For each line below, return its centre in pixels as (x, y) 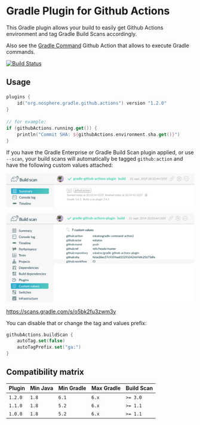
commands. (21, 51)
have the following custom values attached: (60, 165)
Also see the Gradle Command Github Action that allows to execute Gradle (98, 45)
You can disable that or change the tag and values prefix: (76, 323)
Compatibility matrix (45, 372)
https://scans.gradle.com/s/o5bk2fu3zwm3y (61, 311)
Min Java (41, 388)
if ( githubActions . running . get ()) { (52, 129)
